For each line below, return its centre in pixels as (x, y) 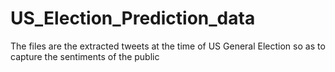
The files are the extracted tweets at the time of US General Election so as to (168, 46)
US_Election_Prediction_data (133, 18)
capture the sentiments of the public (85, 56)
